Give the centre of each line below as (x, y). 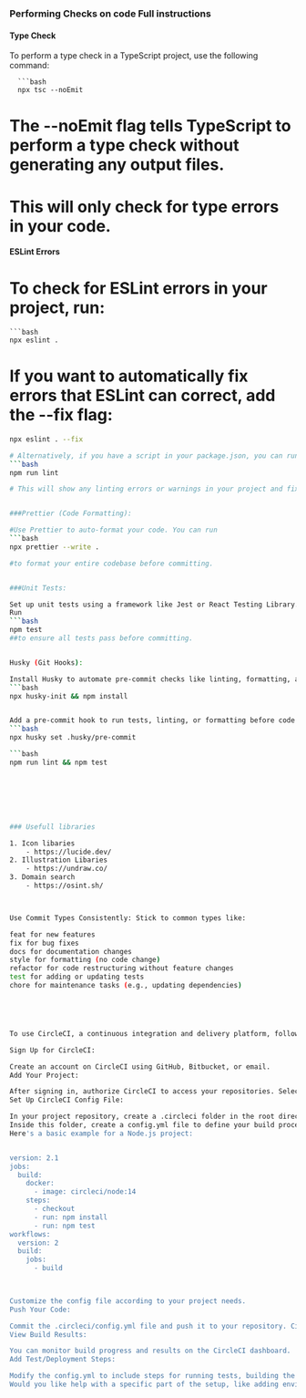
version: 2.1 (34, 1158)
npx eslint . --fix (46, 439)
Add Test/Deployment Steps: (63, 1360)
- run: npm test (64, 1226)
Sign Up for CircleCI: (52, 1050)
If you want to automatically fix (129, 376)
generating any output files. (117, 165)
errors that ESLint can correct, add (143, 396)
